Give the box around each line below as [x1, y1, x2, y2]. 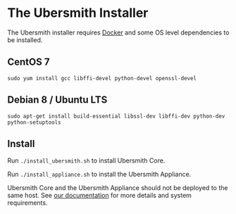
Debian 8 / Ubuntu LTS [7, 94, 108, 106]
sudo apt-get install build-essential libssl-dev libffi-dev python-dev [7, 113, 225, 120]
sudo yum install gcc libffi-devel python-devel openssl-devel [7, 75, 197, 82]
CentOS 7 [7, 56, 50, 68]
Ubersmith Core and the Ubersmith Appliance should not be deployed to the [7, 184, 228, 192]
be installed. [7, 35, 43, 44]
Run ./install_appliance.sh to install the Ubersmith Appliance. [7, 170, 192, 179]
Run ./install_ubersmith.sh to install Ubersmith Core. [7, 156, 166, 165]
